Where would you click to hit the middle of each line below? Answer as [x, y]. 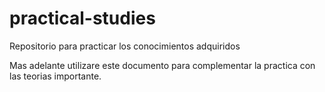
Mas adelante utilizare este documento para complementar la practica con [162, 65]
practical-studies [82, 18]
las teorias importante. [55, 76]
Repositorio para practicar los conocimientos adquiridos [125, 46]
